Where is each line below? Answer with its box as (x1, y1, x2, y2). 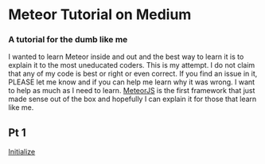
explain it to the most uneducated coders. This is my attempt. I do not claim (8, 61, 255, 70)
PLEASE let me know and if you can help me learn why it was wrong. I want (8, 77, 255, 87)
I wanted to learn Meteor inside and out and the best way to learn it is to (8, 52, 244, 61)
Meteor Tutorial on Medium (8, 6, 192, 24)
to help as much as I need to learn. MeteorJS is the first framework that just (8, 86, 255, 96)
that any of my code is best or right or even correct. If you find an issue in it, (8, 69, 258, 79)
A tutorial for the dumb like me (8, 34, 128, 45)
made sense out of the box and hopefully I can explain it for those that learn (8, 94, 257, 104)
